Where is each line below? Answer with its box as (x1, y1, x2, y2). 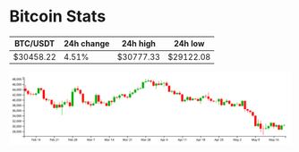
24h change (64, 38, 110, 49)
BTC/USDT (14, 38, 56, 49)
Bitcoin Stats (9, 6, 107, 27)
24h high (121, 38, 157, 49)
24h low (173, 38, 205, 49)
